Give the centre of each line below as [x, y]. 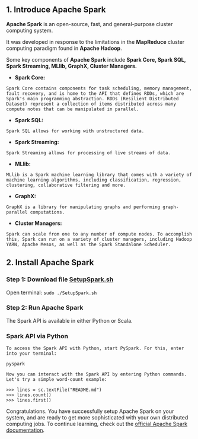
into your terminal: [32, 354]
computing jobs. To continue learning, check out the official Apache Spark [97, 424]
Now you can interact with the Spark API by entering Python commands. [96, 374]
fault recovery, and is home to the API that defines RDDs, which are [95, 93]
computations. [47, 212]
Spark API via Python [37, 336]
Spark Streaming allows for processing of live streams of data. [88, 153]
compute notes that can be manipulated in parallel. [73, 109]
